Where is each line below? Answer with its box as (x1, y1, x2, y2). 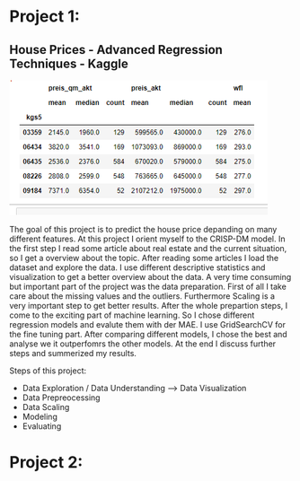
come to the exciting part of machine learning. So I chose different (9, 310, 255, 320)
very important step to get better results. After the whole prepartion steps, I (9, 301, 288, 310)
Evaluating (22, 421, 62, 432)
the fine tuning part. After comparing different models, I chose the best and (9, 329, 287, 339)
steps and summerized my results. (9, 348, 137, 358)
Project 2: (9, 452, 84, 473)
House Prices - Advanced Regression (9, 42, 223, 57)
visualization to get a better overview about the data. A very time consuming (9, 272, 292, 282)
